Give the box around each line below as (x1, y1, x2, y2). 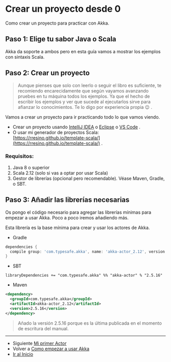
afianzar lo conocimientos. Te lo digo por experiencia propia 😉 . (17, 104, 153, 110)
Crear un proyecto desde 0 (5, 3, 121, 15)
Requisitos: (5, 153, 34, 160)
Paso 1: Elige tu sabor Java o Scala (5, 35, 117, 43)
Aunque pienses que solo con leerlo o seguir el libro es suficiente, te (17, 82, 162, 88)
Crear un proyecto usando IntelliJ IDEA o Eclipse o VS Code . (12, 124, 141, 130)
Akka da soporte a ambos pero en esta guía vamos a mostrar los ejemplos (5, 48, 161, 54)
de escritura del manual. (17, 325, 69, 331)
